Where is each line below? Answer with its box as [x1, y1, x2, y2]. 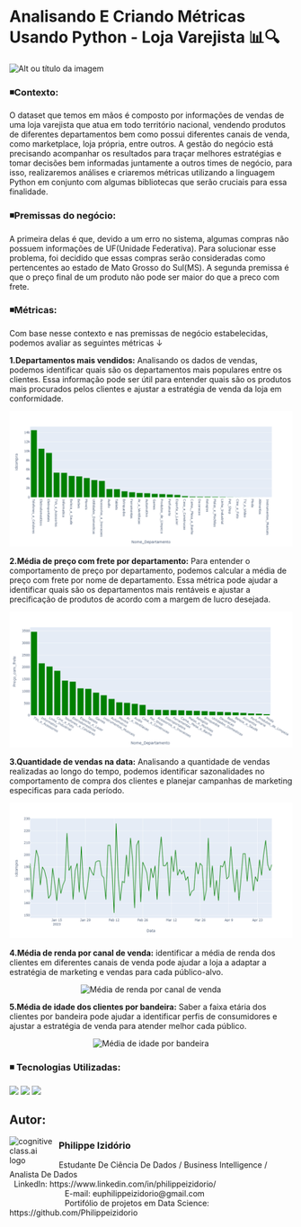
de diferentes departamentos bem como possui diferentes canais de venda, [9, 129, 290, 140]
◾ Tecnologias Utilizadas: [9, 1061, 121, 1074]
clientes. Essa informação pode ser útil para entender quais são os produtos [9, 373, 292, 384]
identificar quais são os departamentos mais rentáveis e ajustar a [9, 585, 251, 595]
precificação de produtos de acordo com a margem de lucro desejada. [9, 594, 271, 605]
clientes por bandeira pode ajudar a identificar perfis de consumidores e [9, 1011, 278, 1022]
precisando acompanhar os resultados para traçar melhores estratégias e [9, 148, 282, 159]
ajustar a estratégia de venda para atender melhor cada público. [9, 1021, 247, 1032]
